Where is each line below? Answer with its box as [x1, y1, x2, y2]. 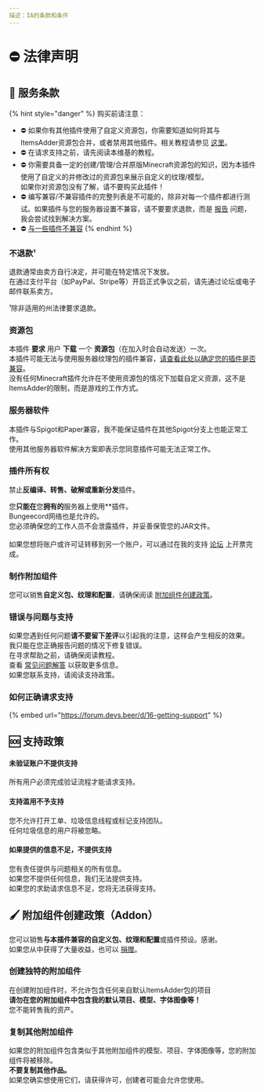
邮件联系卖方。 [9, 286, 57, 295]
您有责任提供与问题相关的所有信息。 [9, 863, 126, 873]
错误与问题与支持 [9, 612, 74, 623]
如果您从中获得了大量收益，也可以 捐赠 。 [9, 944, 142, 954]
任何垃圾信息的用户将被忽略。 [9, 826, 105, 835]
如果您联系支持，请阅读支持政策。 [9, 670, 119, 680]
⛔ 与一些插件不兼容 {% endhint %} [20, 223, 132, 233]
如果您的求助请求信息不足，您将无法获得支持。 [9, 883, 160, 892]
